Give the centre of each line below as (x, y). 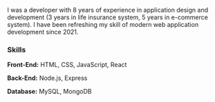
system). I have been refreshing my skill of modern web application (103, 24)
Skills (17, 50)
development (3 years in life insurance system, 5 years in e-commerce (108, 17)
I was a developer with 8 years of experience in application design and (108, 10)
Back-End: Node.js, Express (47, 78)
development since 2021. (43, 32)
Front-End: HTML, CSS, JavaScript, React (67, 65)
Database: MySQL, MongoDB (49, 92)
